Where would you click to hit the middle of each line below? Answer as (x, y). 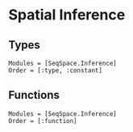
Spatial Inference (67, 15)
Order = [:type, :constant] (56, 70)
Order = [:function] (43, 121)
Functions (34, 95)
